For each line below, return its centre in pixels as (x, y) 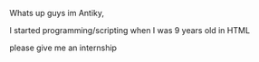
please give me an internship (63, 48)
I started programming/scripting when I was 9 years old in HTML (130, 30)
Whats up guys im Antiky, (57, 13)
